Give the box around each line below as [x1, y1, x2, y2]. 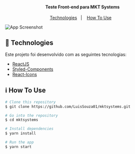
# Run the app [5, 140, 34, 145]
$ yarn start [5, 144, 32, 149]
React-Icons [12, 72, 37, 77]
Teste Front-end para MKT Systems [45, 4, 120, 10]
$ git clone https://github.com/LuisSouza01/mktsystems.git [5, 104, 131, 109]
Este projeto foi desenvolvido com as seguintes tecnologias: [5, 51, 127, 57]
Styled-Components [12, 66, 54, 72]
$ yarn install [5, 131, 36, 136]
